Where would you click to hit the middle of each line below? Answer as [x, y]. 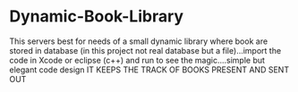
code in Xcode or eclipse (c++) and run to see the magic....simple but [137, 60]
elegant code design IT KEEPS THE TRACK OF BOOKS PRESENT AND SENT [149, 70]
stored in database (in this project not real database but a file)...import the [145, 50]
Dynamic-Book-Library [97, 17]
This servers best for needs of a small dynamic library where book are [139, 41]
